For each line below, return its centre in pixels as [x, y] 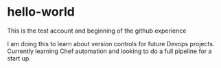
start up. [19, 58]
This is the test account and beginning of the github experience [97, 31]
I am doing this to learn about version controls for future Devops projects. [111, 44]
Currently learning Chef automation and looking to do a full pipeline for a [109, 51]
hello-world [41, 12]
